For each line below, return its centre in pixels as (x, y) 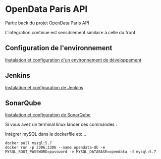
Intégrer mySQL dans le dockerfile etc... (46, 134)
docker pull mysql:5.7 (28, 143)
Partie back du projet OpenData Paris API (47, 23)
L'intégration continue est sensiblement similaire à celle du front (70, 32)
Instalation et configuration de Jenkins (44, 87)
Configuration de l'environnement (59, 48)
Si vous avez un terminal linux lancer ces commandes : (61, 124)
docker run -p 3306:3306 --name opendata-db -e (55, 148)
